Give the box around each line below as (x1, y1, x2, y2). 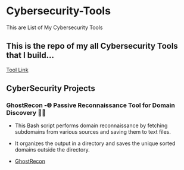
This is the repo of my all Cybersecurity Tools (6, 41, 179, 51)
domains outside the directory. (14, 146, 91, 153)
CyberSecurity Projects (6, 83, 95, 93)
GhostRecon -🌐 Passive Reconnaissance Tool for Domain (6, 101, 176, 109)
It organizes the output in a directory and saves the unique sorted (14, 140, 176, 147)
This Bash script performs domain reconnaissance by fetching (14, 122, 168, 129)
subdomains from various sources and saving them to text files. (14, 128, 171, 136)
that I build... (6, 51, 55, 61)
